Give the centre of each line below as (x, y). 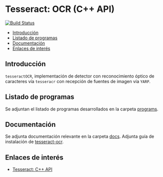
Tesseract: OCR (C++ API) (60, 9)
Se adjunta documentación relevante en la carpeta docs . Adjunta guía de (80, 136)
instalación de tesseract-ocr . (34, 142)
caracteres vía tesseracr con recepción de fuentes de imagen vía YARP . (78, 81)
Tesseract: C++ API (32, 170)
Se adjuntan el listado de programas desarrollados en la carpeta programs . (82, 109)
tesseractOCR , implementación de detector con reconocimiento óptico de (80, 76)
